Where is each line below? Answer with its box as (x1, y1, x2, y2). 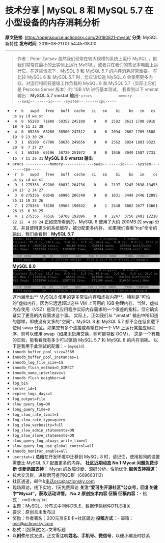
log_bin (12, 381, 28, 386)
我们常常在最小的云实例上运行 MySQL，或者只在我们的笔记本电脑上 (17, 61, 154, 67)
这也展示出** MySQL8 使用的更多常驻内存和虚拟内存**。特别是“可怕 (12, 294, 151, 300)
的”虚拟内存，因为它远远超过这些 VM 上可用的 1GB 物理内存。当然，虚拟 (12, 300, 159, 306)
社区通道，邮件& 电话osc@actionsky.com (12, 478, 95, 485)
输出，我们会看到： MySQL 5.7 (12, 231, 74, 237)
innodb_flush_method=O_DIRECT (12, 365, 75, 371)
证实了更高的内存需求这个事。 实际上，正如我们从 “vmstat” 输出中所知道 (12, 313, 159, 318)
